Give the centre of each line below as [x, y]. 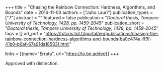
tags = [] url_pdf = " [25, 34]
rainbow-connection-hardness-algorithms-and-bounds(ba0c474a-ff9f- [79, 39]
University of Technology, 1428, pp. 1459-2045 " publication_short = [75, 23]
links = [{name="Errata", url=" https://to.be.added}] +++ [62, 54]
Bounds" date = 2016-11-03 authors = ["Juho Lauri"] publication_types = [79, 12]
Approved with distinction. [32, 63]
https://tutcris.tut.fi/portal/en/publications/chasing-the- [102, 34]
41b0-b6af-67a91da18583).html [37, 44]
